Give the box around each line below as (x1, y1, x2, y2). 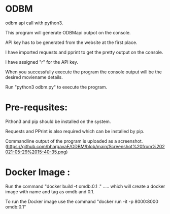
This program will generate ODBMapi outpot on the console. (5, 29, 131, 35)
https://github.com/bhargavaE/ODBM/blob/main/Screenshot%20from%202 (7, 143, 165, 149)
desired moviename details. (5, 74, 63, 80)
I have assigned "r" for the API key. (5, 59, 79, 65)
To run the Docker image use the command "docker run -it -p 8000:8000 (5, 198, 159, 204)
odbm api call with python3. (5, 20, 63, 26)
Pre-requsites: (5, 102, 68, 113)
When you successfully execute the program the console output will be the (5, 69, 162, 75)
